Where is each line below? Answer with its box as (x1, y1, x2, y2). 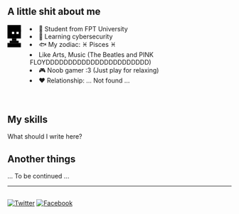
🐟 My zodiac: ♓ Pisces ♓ (38, 40, 117, 48)
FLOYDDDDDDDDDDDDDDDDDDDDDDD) (29, 58, 152, 66)
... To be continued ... (7, 172, 70, 181)
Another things (7, 153, 76, 165)
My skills (7, 113, 48, 125)
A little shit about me (7, 6, 101, 18)
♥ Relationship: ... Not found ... (38, 76, 130, 85)
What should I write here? (7, 132, 83, 141)
